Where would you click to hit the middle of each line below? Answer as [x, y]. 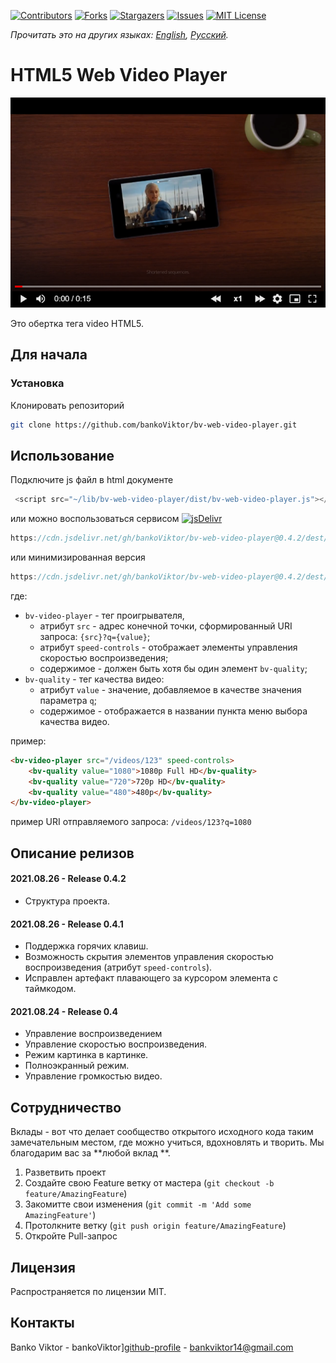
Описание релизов [72, 853]
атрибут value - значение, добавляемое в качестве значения [170, 689]
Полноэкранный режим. [77, 1066]
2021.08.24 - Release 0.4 [64, 1011]
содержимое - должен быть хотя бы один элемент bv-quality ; [173, 668]
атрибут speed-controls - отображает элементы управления [168, 647]
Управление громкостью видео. [93, 1076]
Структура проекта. [67, 901]
